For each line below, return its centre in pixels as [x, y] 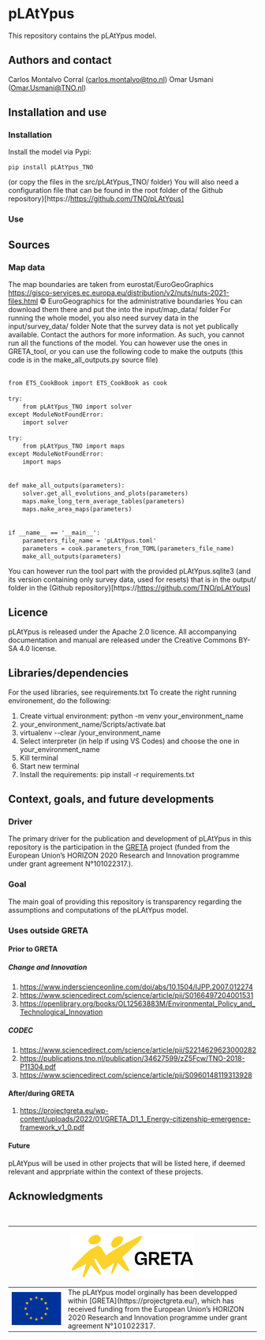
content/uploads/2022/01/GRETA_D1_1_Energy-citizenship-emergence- [135, 1119]
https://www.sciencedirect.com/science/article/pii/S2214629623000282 [138, 1050]
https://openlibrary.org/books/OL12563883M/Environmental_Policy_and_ [137, 1004]
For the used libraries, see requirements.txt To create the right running [122, 692]
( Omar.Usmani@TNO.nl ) [47, 87]
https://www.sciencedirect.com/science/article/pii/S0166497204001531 [136, 996]
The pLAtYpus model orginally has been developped [153, 1293]
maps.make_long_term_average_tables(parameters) [104, 501]
